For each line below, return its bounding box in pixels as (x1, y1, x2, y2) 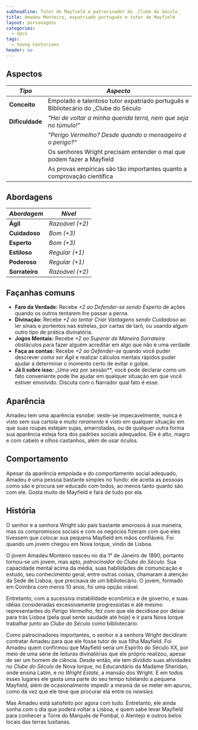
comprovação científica (48, 172, 114, 180)
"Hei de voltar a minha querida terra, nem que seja (48, 114, 189, 122)
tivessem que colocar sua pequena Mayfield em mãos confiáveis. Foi (6, 534, 174, 541)
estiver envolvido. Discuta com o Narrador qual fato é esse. (14, 379, 159, 386)
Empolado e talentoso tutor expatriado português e (48, 96, 189, 105)
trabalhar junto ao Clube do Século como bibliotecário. (6, 619, 138, 627)
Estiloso (9, 248, 32, 257)
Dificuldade (9, 117, 42, 125)
